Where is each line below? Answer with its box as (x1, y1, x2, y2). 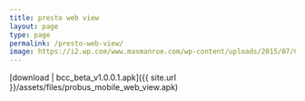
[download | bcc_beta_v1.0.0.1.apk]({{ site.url (9, 72, 177, 83)
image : (9, 47, 34, 56)
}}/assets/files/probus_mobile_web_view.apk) (9, 82, 179, 93)
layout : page (9, 22, 59, 31)
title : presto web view (9, 13, 100, 23)
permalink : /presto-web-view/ (9, 38, 124, 48)
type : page (9, 30, 51, 39)
